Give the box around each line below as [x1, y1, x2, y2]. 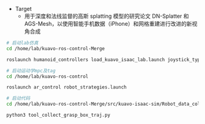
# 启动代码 [6, 95, 31, 101]
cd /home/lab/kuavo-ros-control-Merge [6, 45, 105, 51]
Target [15, 5, 32, 12]
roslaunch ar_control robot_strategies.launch [6, 84, 127, 90]
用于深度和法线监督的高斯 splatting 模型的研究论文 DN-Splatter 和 [24, 12, 189, 20]
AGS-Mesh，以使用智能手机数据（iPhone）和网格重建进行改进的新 [24, 20, 192, 27]
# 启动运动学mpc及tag [6, 67, 56, 74]
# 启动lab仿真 [6, 40, 38, 46]
